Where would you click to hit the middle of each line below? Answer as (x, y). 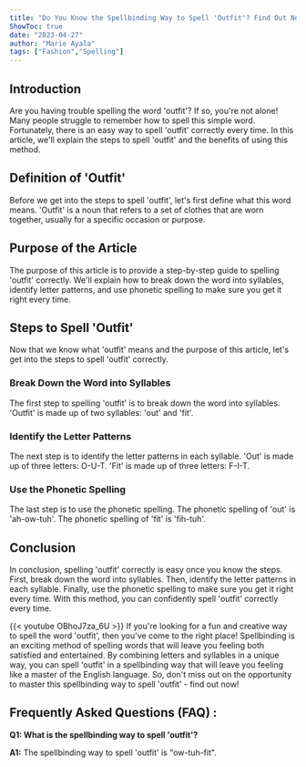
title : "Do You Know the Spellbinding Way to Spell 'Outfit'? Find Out (148, 18)
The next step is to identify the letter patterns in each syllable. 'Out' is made (152, 456)
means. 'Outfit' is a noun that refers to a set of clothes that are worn (137, 210)
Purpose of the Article (73, 249)
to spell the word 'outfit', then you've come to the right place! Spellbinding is (153, 636)
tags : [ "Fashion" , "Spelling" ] (67, 52)
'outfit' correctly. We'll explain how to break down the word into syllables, (147, 280)
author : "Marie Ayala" (52, 43)
